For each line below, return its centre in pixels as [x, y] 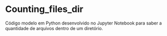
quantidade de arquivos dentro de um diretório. [54, 28]
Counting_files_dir [44, 9]
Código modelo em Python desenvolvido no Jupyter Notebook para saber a [83, 23]
